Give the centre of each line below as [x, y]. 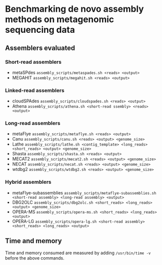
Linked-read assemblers [35, 90]
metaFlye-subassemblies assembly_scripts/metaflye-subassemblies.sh [84, 193]
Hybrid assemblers [28, 182]
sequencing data [40, 30]
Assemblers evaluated [40, 48]
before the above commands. [35, 258]
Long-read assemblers [33, 123]
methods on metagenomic [59, 19]
